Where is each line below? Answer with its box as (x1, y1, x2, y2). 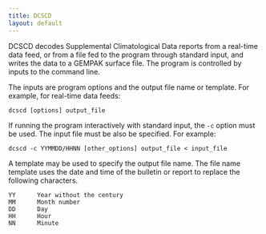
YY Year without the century (8, 191, 124, 199)
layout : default (8, 19, 62, 27)
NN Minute (8, 219, 59, 227)
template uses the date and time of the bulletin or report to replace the (8, 167, 240, 176)
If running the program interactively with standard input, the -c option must (8, 120, 256, 130)
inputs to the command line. (8, 67, 100, 76)
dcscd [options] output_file (8, 106, 106, 115)
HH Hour (8, 212, 52, 220)
